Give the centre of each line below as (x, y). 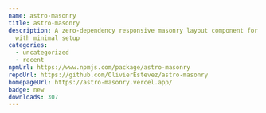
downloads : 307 (33, 97)
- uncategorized (42, 53)
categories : (28, 45)
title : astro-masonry (44, 23)
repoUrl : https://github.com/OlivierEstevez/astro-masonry (108, 75)
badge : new (26, 90)
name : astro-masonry (43, 16)
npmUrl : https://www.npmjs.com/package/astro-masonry (100, 68)
